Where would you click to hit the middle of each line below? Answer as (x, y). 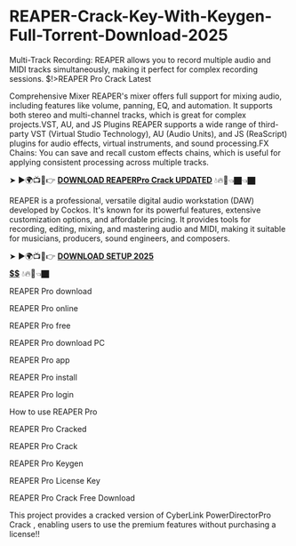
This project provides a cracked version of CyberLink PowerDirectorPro (140, 515)
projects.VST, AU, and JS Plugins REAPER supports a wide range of (133, 124)
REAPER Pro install (44, 377)
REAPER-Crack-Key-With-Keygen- (141, 16)
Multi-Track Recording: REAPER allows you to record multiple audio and (140, 60)
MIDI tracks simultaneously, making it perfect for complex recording (133, 69)
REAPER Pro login (41, 394)
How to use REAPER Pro (53, 412)
